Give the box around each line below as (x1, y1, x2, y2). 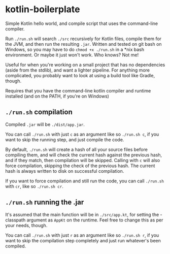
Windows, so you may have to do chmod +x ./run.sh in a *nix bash (5, 46, 145, 52)
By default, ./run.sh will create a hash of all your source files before (5, 146, 148, 152)
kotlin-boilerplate (5, 4, 80, 15)
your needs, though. (5, 222, 48, 228)
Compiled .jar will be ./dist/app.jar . (5, 121, 85, 128)
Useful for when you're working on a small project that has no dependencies (5, 61, 165, 68)
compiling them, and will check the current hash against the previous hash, (5, 151, 162, 158)
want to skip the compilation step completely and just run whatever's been (5, 237, 161, 243)
